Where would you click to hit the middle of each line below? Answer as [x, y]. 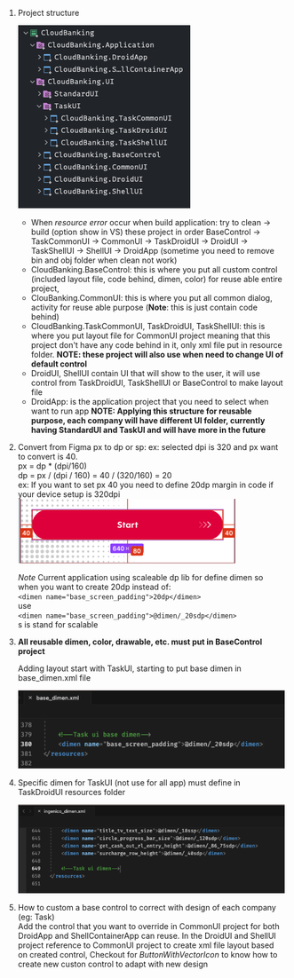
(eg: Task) [36, 917]
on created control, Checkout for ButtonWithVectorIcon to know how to [147, 954]
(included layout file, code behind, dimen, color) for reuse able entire [156, 279]
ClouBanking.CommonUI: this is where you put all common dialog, [151, 298]
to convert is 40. [48, 457]
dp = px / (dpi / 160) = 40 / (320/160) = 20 [95, 475]
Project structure [48, 13]
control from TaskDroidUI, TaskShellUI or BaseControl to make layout [157, 383]
